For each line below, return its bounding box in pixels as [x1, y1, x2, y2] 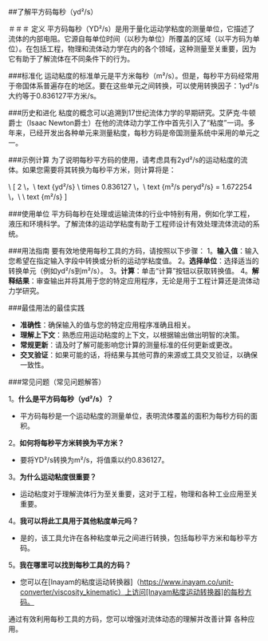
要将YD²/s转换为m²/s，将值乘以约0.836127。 [19, 455, 169, 464]
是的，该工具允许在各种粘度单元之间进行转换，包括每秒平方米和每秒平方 [19, 533, 258, 543]
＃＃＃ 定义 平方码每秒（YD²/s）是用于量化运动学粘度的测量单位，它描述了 [8, 24, 255, 34]
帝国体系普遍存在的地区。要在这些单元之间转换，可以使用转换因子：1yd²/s [14, 81, 259, 90]
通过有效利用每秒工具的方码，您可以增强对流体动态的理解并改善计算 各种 [8, 615, 248, 623]
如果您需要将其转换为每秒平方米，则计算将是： [22, 165, 176, 174]
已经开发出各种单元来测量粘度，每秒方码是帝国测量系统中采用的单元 [29, 128, 253, 138]
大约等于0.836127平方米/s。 [8, 91, 101, 100]
